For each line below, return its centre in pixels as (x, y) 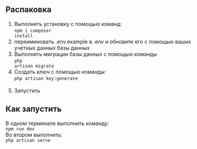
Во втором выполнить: (34, 134)
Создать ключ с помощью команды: (60, 72)
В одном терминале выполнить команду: (58, 123)
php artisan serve (28, 140)
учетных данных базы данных (52, 48)
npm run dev (20, 129)
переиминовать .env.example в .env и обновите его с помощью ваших (103, 41)
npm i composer (33, 31)
